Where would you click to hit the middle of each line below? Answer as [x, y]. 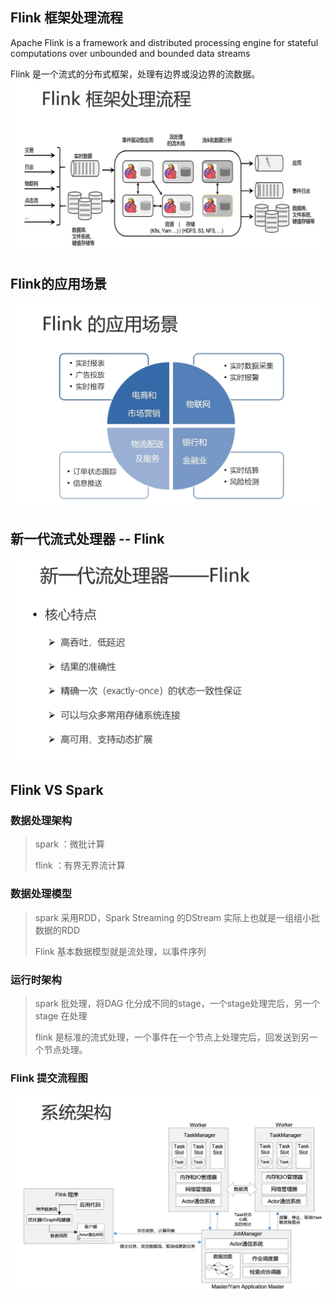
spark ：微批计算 [69, 844]
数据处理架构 [41, 820]
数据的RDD [57, 930]
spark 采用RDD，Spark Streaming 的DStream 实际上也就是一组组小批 [177, 917]
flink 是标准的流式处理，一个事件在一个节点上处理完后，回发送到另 [172, 1037]
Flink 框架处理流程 [66, 18]
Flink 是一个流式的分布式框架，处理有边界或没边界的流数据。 [135, 74]
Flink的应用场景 [58, 284]
